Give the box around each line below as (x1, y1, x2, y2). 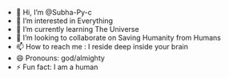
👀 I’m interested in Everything (15, 16, 114, 25)
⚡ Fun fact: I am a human (15, 62, 98, 72)
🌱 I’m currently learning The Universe (15, 25, 139, 33)
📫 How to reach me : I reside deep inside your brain (15, 42, 188, 51)
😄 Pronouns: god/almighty (15, 53, 106, 63)
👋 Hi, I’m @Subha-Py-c (15, 8, 92, 17)
